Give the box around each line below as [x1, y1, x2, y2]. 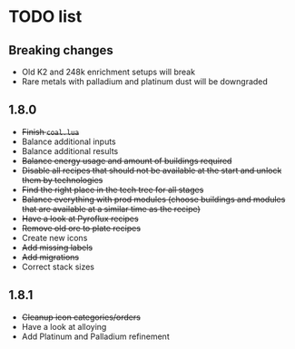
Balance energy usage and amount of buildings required [21, 155, 232, 166]
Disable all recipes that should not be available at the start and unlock [21, 165, 282, 176]
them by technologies [21, 174, 103, 185]
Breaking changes [8, 43, 114, 58]
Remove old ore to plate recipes [21, 222, 142, 233]
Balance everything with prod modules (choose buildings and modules [21, 193, 286, 205]
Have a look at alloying [21, 321, 107, 332]
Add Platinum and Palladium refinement [21, 331, 170, 342]
